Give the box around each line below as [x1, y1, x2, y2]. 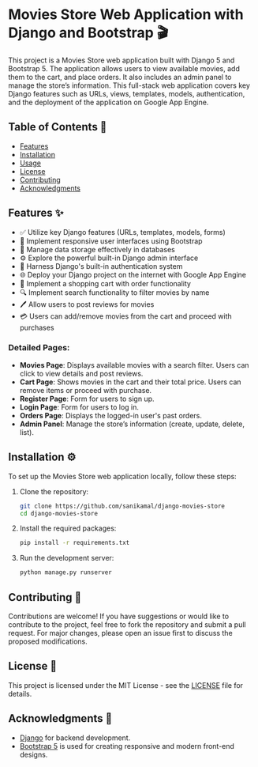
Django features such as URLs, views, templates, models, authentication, [8, 89, 245, 98]
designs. [19, 750, 48, 759]
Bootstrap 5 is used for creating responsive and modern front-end [19, 741, 235, 750]
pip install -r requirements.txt [19, 539, 130, 547]
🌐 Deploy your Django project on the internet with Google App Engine [19, 270, 247, 279]
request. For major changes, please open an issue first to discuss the [8, 628, 233, 637]
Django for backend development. [19, 733, 131, 742]
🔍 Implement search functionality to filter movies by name [19, 287, 210, 297]
